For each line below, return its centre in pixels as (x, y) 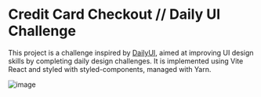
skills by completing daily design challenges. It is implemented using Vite (126, 61)
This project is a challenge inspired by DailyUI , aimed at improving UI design (131, 52)
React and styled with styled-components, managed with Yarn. (110, 69)
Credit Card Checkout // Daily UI (114, 14)
